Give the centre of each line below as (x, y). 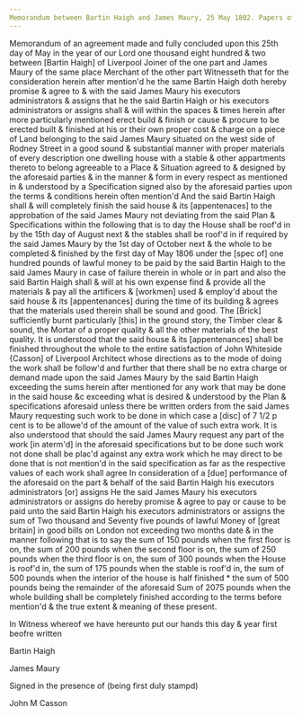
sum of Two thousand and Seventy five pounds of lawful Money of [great (145, 520)
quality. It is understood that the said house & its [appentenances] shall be (147, 339)
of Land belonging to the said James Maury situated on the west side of (142, 138)
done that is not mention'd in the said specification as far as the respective (147, 463)
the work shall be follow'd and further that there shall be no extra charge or (148, 367)
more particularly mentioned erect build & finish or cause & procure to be (145, 119)
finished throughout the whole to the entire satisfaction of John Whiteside (146, 349)
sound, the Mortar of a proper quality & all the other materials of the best (144, 330)
